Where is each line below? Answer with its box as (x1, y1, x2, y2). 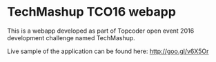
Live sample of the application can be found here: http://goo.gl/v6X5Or (7, 47, 209, 55)
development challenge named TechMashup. (7, 33, 136, 42)
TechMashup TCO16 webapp (7, 4, 176, 20)
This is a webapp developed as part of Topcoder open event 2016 (7, 27, 195, 35)
